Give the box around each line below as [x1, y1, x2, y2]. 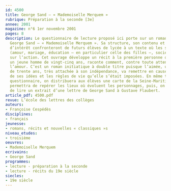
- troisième [5, 135, 31, 141]
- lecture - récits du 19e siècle [5, 169, 79, 174]
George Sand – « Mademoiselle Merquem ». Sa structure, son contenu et [10, 41, 165, 46]
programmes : [5, 159, 31, 164]
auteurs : [5, 102, 24, 107]
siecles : [5, 173, 24, 178]
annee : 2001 [5, 21, 31, 27]
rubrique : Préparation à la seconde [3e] [5, 17, 95, 22]
